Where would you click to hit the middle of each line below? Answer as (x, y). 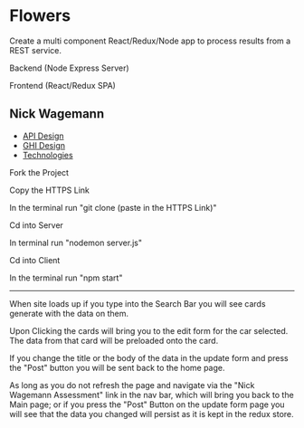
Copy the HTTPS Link (50, 190)
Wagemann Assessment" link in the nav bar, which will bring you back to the (152, 395)
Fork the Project (39, 172)
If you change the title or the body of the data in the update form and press (149, 357)
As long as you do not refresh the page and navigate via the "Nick (132, 385)
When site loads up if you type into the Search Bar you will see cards (138, 303)
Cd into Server (36, 225)
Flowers (40, 16)
